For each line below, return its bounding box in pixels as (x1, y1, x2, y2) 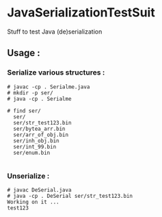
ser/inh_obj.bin (13, 137, 59, 144)
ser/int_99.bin (13, 143, 57, 150)
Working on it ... (7, 199, 59, 205)
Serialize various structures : (7, 68, 105, 77)
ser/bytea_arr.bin (13, 125, 66, 132)
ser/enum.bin (13, 149, 51, 156)
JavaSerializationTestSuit (7, 5, 155, 21)
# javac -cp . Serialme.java (7, 84, 90, 90)
